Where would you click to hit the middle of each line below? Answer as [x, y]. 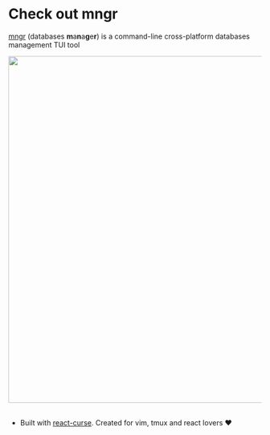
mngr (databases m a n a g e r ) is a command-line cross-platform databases [129, 36]
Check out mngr [63, 14]
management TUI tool [44, 44]
